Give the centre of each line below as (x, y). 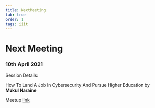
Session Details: (22, 75)
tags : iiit (17, 24)
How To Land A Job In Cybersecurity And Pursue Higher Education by (78, 85)
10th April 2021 (24, 64)
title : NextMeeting (26, 10)
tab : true (16, 15)
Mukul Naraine (21, 90)
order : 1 (14, 19)
